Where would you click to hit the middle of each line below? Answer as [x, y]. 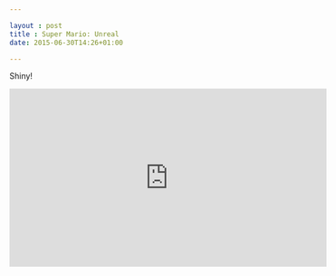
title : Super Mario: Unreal [64, 34]
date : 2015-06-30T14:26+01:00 [67, 43]
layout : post [36, 25]
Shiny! [21, 76]
